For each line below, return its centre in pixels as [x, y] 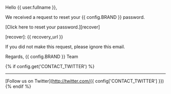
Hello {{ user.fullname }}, [31, 7]
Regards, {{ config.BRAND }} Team [42, 56]
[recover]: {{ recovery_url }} [34, 37]
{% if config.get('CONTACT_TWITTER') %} [50, 66]
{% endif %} [18, 86]
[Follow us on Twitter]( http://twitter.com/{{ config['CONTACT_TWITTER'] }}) [85, 81]
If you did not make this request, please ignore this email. [65, 47]
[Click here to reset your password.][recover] [53, 27]
